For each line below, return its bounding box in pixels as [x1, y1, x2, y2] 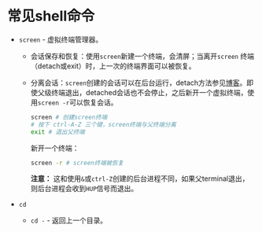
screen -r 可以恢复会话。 [37, 98, 119, 107]
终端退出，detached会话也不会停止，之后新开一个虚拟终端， [51, 87, 248, 97]
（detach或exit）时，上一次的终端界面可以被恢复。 [30, 61, 196, 71]
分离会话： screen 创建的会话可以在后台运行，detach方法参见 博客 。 [30, 78, 247, 87]
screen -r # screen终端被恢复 [30, 159, 124, 167]
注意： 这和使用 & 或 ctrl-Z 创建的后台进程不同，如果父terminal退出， [30, 174, 249, 183]
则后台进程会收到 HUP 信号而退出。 [30, 184, 138, 193]
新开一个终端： [30, 143, 79, 153]
